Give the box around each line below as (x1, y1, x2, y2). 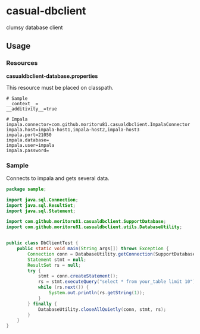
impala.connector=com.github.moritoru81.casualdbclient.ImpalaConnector (6, 121, 190, 127)
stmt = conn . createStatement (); (37, 273, 118, 279)
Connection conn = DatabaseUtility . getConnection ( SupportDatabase (27, 251, 196, 257)
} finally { (27, 301, 58, 307)
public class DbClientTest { (6, 240, 79, 246)
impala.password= (6, 147, 49, 153)
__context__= (6, 100, 39, 106)
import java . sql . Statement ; (6, 208, 76, 214)
